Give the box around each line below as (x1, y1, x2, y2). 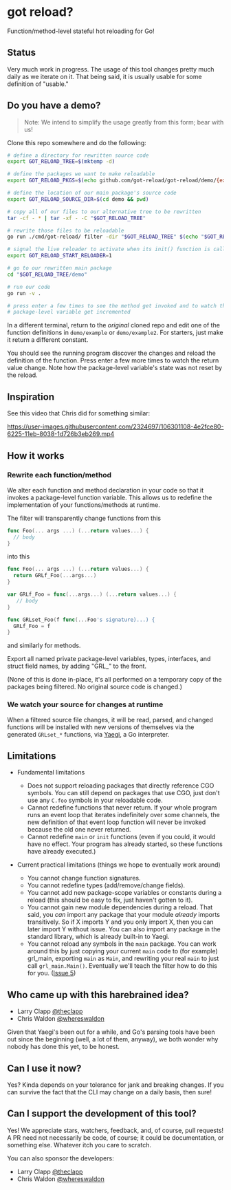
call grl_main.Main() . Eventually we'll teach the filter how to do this (27, 962, 218, 970)
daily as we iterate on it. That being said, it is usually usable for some (7, 72, 202, 80)
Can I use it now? (7, 1062, 82, 1074)
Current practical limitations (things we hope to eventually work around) (16, 861, 221, 869)
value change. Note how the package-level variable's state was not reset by (7, 364, 222, 372)
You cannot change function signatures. (27, 874, 141, 883)
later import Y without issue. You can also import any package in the (27, 925, 221, 933)
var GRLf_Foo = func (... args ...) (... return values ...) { (7, 591, 177, 598)
